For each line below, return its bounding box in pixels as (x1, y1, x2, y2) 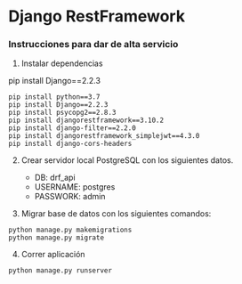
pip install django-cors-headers (8, 140, 133, 149)
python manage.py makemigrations (8, 225, 133, 235)
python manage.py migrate (8, 233, 104, 242)
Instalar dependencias (20, 58, 103, 69)
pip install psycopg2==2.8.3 (8, 109, 117, 118)
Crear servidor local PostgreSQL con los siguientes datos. (20, 155, 234, 166)
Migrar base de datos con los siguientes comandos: (20, 208, 212, 219)
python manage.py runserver (8, 266, 113, 275)
